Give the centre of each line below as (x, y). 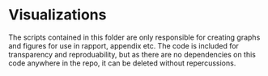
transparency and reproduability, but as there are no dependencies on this (132, 54)
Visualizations (57, 15)
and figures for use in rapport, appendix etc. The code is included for (123, 45)
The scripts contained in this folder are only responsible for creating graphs (134, 37)
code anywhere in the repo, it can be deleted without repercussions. (122, 63)
